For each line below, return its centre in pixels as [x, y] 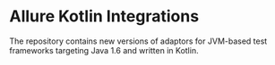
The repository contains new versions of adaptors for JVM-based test [138, 41]
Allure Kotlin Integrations [104, 16]
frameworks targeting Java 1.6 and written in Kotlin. [104, 50]
